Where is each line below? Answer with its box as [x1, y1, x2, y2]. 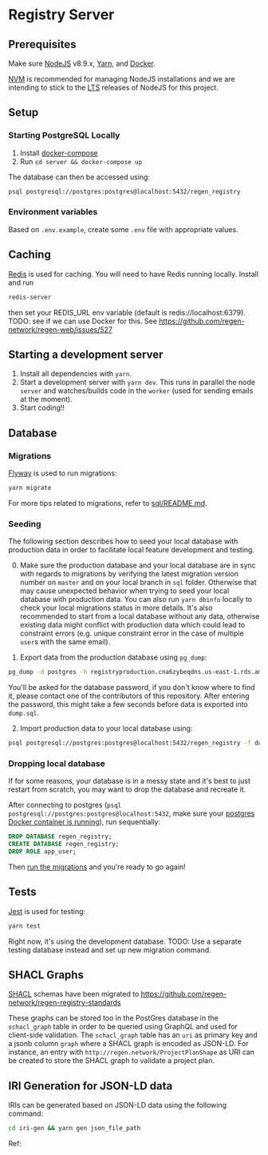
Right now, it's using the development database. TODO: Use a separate [8, 936, 242, 946]
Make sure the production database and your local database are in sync [19, 560, 257, 570]
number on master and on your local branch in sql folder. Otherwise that [19, 578, 257, 588]
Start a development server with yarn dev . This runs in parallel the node [19, 378, 255, 387]
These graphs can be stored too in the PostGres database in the [8, 1013, 219, 1023]
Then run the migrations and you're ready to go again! [8, 862, 186, 872]
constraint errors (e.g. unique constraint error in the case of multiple [19, 628, 245, 638]
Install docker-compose [19, 148, 98, 158]
